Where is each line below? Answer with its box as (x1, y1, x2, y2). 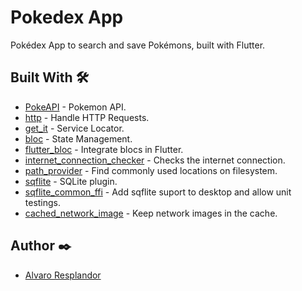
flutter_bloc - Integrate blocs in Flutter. (24, 143, 184, 155)
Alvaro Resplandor (24, 269, 102, 281)
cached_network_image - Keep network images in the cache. (24, 207, 278, 219)
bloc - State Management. (24, 132, 133, 145)
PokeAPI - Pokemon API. (24, 101, 127, 113)
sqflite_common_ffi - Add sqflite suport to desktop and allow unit (24, 186, 292, 198)
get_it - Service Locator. (24, 122, 125, 134)
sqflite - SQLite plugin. (24, 175, 118, 187)
